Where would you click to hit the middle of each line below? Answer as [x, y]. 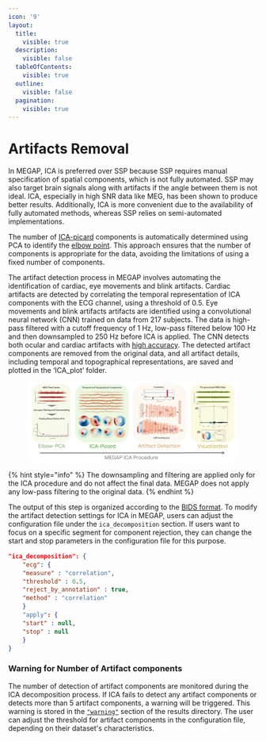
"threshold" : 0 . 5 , [55, 582]
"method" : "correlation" [65, 598]
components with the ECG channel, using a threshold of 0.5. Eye [113, 303]
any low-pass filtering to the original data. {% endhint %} [101, 491]
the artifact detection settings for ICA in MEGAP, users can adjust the [121, 515]
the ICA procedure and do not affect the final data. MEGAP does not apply [129, 483]
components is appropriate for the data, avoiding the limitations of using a [129, 254]
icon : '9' [25, 17]
